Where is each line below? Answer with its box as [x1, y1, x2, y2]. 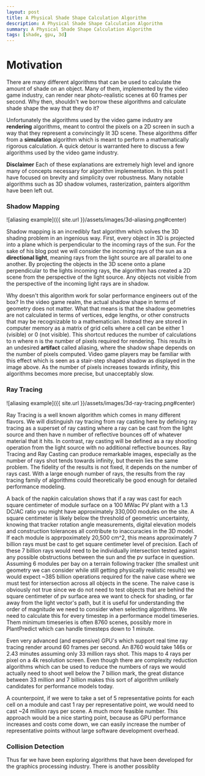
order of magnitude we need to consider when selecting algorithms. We [6, 605, 188, 613]
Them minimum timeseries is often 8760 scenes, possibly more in [6, 618, 173, 626]
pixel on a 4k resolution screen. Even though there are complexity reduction [6, 656, 198, 664]
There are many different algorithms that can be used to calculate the [6, 78, 182, 86]
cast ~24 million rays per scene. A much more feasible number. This [6, 707, 179, 715]
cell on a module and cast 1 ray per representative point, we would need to [6, 701, 195, 708]
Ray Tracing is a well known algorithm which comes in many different [6, 411, 181, 419]
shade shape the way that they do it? [6, 105, 100, 112]
